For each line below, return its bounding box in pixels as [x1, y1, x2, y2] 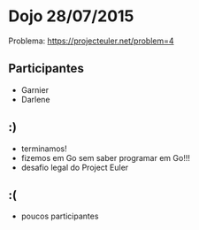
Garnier [20, 84, 50, 95]
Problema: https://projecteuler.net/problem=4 [8, 35, 174, 46]
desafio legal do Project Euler [20, 162, 129, 172]
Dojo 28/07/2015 [8, 6, 134, 27]
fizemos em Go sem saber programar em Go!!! [20, 152, 191, 163]
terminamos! [20, 143, 67, 154]
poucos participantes [20, 211, 99, 222]
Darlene [20, 94, 50, 104]
